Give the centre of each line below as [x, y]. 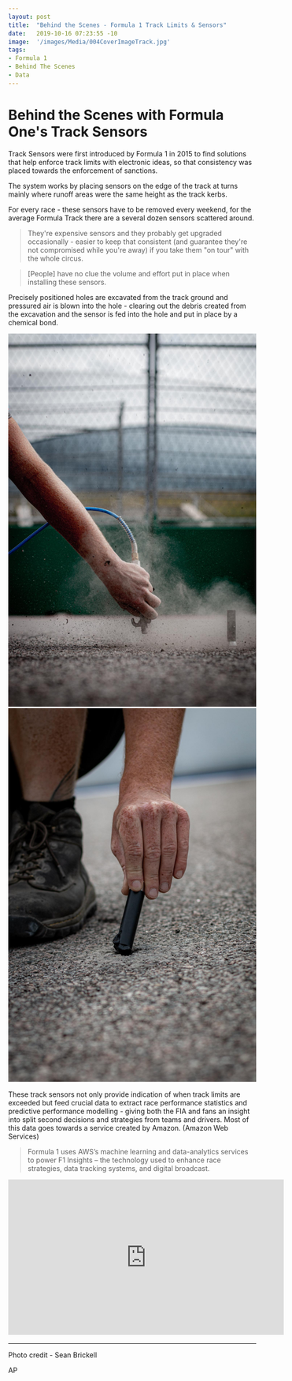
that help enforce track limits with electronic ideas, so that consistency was [130, 162]
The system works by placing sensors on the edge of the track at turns [123, 186]
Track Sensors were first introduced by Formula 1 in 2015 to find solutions [127, 153]
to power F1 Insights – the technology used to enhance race [124, 1160]
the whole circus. [55, 258]
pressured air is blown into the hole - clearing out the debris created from [127, 306]
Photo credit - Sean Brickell [53, 1355]
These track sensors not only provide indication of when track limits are [124, 1094]
